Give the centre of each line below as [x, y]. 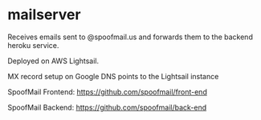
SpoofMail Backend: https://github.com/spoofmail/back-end [107, 107]
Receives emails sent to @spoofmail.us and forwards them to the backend [130, 37]
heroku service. [33, 45]
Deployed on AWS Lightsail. [53, 61]
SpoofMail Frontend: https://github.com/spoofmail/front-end [108, 92]
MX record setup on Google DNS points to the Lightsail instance [113, 76]
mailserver [44, 15]
